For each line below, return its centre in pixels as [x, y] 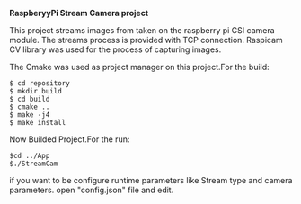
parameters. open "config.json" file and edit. [92, 190]
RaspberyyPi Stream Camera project [79, 13]
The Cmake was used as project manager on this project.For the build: [139, 67]
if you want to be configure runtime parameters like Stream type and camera [151, 180]
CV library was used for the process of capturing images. [115, 49]
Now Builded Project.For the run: [70, 139]
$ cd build [30, 99]
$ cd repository [40, 84]
